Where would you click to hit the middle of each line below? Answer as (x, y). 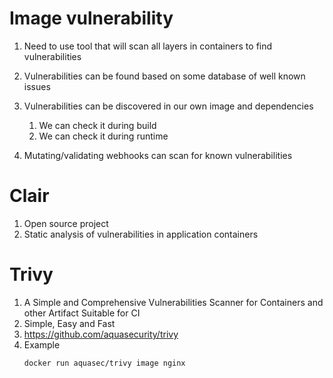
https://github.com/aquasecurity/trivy (101, 334)
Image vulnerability (91, 18)
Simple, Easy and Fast (69, 323)
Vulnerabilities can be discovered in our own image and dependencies (168, 106)
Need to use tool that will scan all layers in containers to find (148, 46)
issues (37, 86)
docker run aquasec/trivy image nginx (104, 363)
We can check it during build (97, 125)
